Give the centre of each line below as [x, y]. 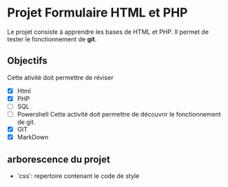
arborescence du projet [59, 159]
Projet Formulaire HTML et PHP [97, 13]
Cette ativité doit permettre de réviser [60, 77]
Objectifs [28, 61]
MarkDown [33, 137]
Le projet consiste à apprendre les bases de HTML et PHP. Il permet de [108, 32]
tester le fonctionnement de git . [52, 39]
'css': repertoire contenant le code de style [78, 176]
